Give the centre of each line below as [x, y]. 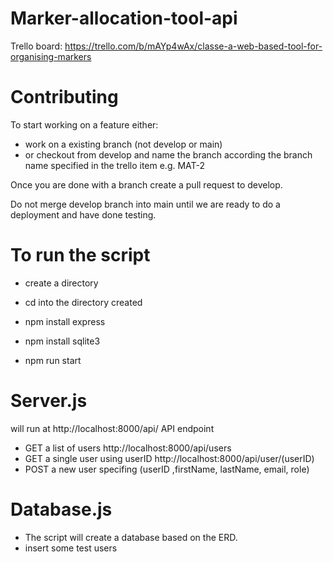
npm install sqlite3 [62, 341]
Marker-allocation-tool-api [124, 18]
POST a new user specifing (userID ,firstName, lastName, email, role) [167, 469]
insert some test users [71, 548]
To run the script [80, 255]
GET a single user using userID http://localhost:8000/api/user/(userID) [169, 458]
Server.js [49, 401]
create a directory [61, 283]
